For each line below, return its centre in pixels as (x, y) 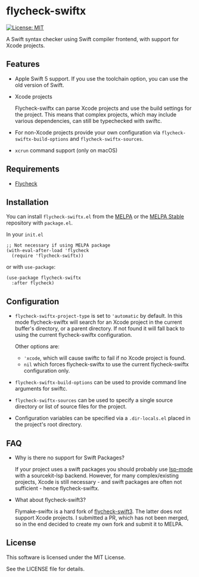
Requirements (33, 169)
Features (23, 64)
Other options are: (37, 346)
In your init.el (25, 235)
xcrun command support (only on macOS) (66, 150)
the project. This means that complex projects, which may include (96, 114)
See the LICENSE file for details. (46, 569)
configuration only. (47, 371)
